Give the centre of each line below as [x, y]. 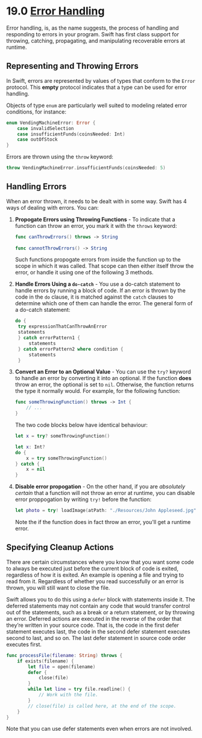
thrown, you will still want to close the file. [58, 587]
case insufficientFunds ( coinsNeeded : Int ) [71, 134]
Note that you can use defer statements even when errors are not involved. [99, 729]
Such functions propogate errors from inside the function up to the [98, 260]
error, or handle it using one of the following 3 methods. [84, 273]
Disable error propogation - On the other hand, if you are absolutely [100, 487]
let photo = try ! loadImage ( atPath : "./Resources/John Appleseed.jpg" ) [107, 511]
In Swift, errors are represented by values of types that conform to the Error [101, 80]
